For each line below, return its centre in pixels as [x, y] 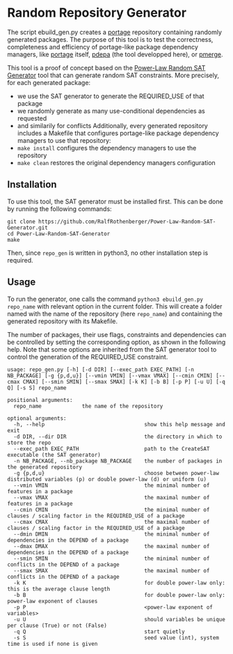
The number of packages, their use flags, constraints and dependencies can [117, 334]
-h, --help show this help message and [120, 424]
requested [32, 118]
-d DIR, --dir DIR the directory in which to [118, 437]
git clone [22, 221]
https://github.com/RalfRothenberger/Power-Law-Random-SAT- [127, 221]
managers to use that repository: [64, 140]
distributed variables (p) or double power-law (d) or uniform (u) [107, 479]
